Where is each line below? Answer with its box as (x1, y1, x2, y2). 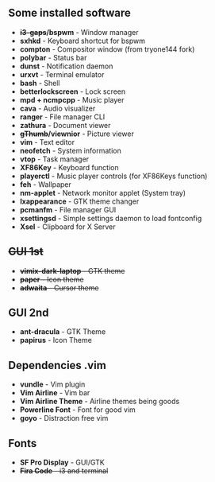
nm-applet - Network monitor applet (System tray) (19, 188, 186, 197)
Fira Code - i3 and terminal (19, 466, 109, 476)
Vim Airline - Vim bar (19, 388, 90, 398)
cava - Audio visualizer (19, 103, 96, 113)
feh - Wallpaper (19, 179, 71, 189)
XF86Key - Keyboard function (19, 162, 119, 172)
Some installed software (8, 6, 131, 20)
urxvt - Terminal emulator (19, 69, 105, 79)
